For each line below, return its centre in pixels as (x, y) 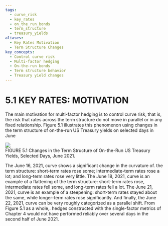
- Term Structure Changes (37, 47)
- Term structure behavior (38, 71)
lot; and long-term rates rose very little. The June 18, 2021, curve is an (78, 176)
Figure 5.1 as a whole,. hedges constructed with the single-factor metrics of (83, 208)
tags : (11, 10)
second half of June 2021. (32, 219)
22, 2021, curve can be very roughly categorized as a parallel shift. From (80, 203)
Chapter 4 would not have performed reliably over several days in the (77, 213)
